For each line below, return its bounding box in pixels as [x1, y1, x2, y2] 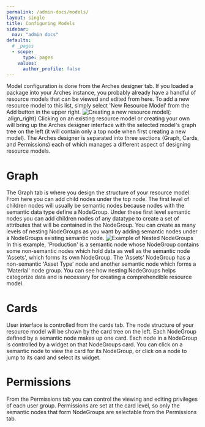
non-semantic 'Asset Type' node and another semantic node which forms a [6, 260, 196, 268]
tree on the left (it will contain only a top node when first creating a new [6, 128, 187, 135]
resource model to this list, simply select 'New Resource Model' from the [6, 102, 190, 109]
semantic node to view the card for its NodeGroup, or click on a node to [6, 348, 187, 355]
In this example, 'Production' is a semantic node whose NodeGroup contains [6, 241, 199, 248]
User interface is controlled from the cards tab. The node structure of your [6, 321, 194, 329]
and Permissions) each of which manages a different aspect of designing [6, 141, 191, 148]
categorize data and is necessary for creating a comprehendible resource [6, 273, 192, 281]
